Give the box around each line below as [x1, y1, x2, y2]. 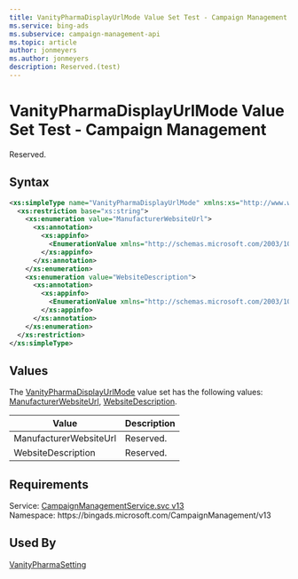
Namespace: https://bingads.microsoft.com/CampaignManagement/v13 [9, 510, 272, 520]
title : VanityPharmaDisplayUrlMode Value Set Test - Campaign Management [9, 12, 288, 22]
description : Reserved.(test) [9, 63, 122, 72]
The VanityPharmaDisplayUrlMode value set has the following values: [9, 387, 263, 398]
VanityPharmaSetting [9, 559, 87, 569]
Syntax [9, 175, 50, 190]
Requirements [9, 477, 89, 492]
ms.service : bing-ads [9, 21, 90, 30]
